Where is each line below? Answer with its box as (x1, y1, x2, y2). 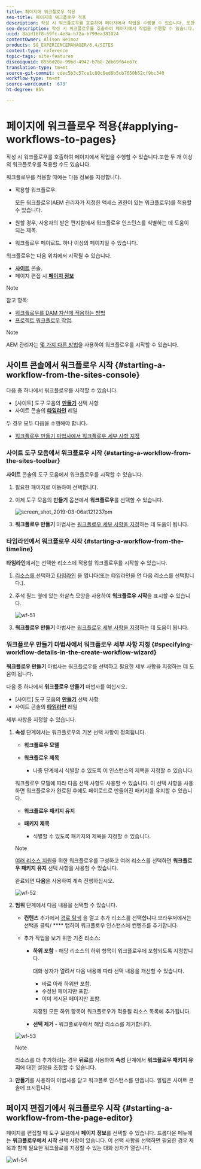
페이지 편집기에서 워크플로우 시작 (6, 1103, 121, 1113)
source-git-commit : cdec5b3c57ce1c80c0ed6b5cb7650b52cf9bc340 (6, 70, 165, 76)
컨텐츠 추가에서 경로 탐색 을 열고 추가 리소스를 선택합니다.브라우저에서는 (23, 914, 192, 921)
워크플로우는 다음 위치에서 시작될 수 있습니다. (6, 252, 112, 259)
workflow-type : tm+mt (6, 75, 60, 81)
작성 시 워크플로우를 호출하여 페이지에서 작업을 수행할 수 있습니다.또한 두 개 (6, 153, 182, 160)
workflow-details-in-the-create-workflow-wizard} (6, 648, 157, 657)
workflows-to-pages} (6, 133, 117, 147)
